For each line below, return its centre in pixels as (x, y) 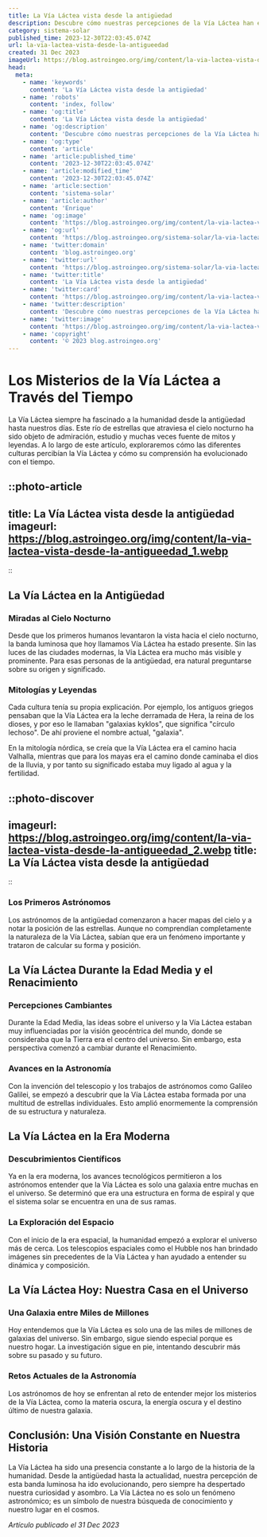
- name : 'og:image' (55, 216)
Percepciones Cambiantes (60, 1005)
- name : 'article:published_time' (79, 156)
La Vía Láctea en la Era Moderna (89, 1136)
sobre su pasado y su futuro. (56, 1356)
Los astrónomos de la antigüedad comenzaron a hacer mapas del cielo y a (130, 919)
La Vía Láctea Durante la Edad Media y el (110, 971)
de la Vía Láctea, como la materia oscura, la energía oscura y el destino (125, 1402)
